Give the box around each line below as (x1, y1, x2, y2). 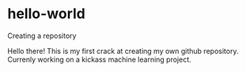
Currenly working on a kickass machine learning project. (7, 55, 191, 64)
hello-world (7, 5, 86, 23)
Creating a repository (7, 31, 77, 40)
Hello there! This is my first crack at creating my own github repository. (7, 46, 239, 55)
